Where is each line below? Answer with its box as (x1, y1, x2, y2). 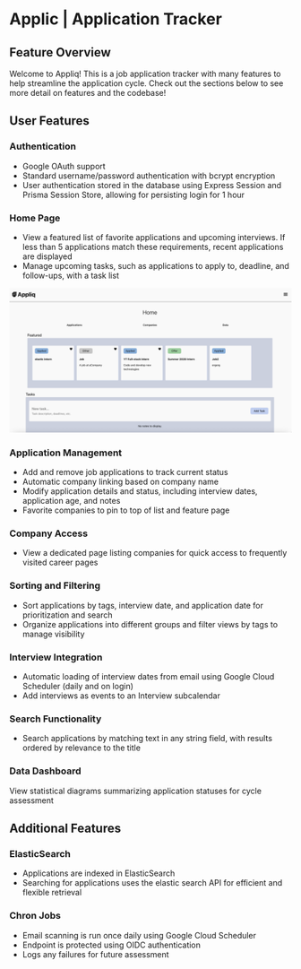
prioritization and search (21, 610, 114, 620)
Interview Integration (9, 651, 103, 663)
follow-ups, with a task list (21, 270, 119, 281)
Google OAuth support (21, 160, 106, 171)
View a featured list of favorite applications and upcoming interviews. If (21, 231, 286, 242)
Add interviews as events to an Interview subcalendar (21, 690, 221, 701)
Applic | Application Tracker (9, 9, 222, 30)
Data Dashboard (9, 765, 82, 777)
